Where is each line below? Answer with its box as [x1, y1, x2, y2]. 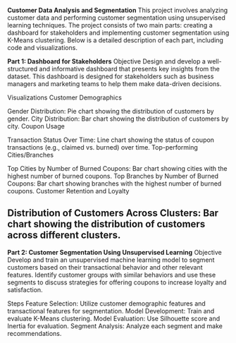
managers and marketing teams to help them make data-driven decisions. [7, 80, 222, 88]
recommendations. [7, 329, 62, 337]
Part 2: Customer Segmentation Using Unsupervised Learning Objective [7, 248, 222, 256]
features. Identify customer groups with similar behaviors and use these [7, 270, 216, 279]
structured [7, 65, 38, 73]
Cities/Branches [7, 151, 54, 159]
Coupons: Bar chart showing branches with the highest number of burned [7, 179, 222, 188]
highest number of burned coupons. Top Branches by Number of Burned [7, 172, 219, 180]
